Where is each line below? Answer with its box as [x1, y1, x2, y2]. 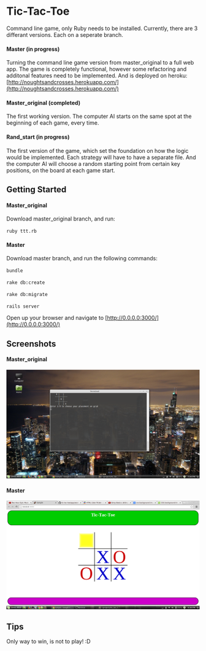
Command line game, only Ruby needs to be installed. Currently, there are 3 [6, 25, 198, 32]
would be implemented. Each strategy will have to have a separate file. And [6, 154, 196, 161]
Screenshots [6, 338, 56, 349]
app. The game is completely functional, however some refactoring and [6, 66, 187, 73]
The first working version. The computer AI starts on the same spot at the [6, 112, 192, 120]
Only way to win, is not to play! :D [6, 637, 91, 645]
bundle [6, 268, 23, 274]
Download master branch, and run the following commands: [6, 255, 158, 262]
